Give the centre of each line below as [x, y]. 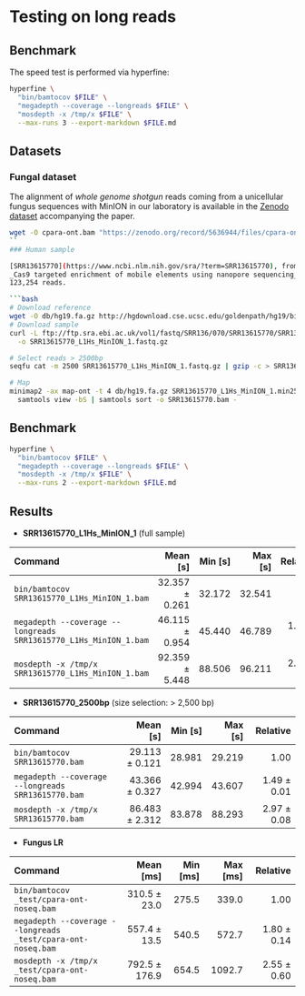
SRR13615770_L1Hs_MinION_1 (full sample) [104, 533]
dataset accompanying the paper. [72, 216]
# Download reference [50, 308]
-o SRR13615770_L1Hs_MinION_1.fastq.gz [93, 342]
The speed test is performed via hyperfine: [89, 72]
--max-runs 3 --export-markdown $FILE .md [97, 123]
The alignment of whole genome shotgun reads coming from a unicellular [147, 196]
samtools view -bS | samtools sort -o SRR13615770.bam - [128, 400]
